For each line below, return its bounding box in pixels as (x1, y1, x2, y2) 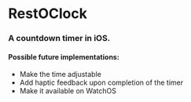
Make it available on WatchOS (19, 86, 116, 96)
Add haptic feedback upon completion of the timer (19, 78, 183, 87)
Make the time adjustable (19, 70, 102, 79)
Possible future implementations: (8, 52, 119, 61)
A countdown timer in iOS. (8, 33, 111, 44)
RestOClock (8, 5, 88, 23)
